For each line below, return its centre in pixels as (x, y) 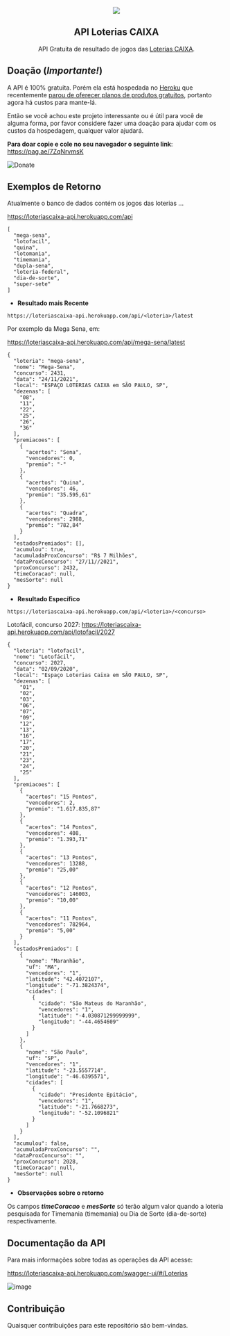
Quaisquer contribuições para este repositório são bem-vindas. (98, 1326)
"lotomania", (32, 254)
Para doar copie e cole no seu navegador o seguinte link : (90, 144)
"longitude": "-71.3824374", (68, 986)
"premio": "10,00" (52, 900)
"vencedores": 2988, (55, 519)
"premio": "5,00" (51, 931)
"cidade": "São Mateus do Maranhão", (92, 1004)
